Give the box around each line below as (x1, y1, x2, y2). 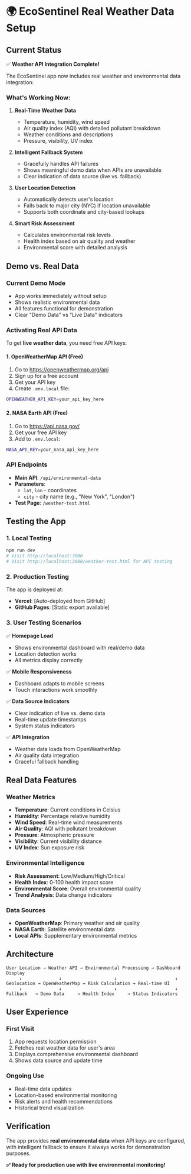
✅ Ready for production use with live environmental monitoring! (6, 1161, 166, 1168)
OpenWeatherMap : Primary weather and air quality (14, 919, 140, 926)
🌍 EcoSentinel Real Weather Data (6, 5, 175, 18)
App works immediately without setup (14, 292, 107, 299)
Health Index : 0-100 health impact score (14, 878, 114, 886)
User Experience (6, 1007, 69, 1017)
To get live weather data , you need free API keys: (6, 339, 127, 347)
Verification (6, 1121, 51, 1131)
